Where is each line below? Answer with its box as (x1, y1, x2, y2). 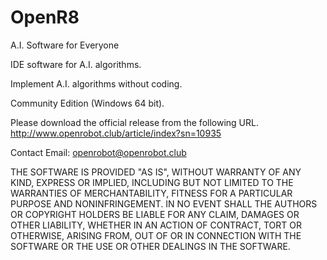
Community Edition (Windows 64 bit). (10, 97, 165, 109)
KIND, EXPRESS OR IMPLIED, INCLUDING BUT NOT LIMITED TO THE (10, 176, 294, 188)
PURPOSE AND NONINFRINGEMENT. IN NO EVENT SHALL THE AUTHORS (10, 197, 318, 210)
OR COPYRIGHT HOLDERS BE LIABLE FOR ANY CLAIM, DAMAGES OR (10, 208, 300, 220)
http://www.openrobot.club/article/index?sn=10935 (10, 127, 222, 139)
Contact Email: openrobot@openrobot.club (10, 146, 187, 158)
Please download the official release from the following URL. (10, 116, 259, 128)
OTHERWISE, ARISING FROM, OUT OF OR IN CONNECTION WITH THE (10, 229, 302, 241)
